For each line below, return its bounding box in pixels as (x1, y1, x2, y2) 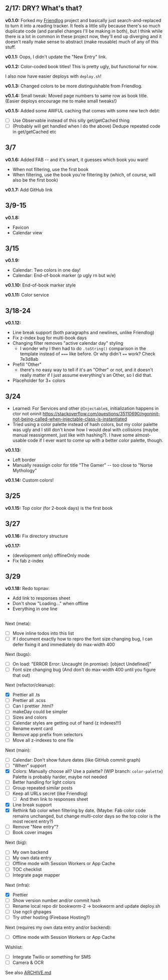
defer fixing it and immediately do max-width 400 (12, 641, 115, 647)
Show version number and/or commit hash (12, 897, 101, 903)
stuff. (5, 44, 16, 50)
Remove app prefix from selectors (12, 731, 83, 737)
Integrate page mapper (12, 872, 60, 878)
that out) (12, 672, 31, 678)
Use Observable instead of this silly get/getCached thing (12, 117, 130, 123)
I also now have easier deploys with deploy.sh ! (5, 73, 102, 79)
